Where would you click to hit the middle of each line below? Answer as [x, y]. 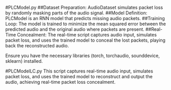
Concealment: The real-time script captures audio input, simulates [87, 35]
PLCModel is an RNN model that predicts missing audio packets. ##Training [85, 18]
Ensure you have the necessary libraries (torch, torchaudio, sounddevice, [83, 56]
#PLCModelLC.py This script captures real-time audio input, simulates [79, 71]
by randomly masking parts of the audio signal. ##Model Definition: [76, 13]
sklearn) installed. [24, 61]
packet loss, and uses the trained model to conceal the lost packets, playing [85, 40]
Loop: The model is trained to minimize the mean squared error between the [86, 24]
